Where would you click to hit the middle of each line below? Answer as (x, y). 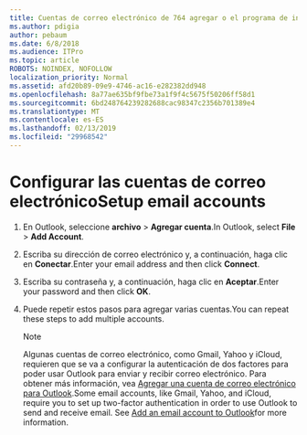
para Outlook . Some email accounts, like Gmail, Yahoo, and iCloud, (147, 393)
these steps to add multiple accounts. (93, 318)
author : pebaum (38, 35)
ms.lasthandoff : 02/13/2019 (63, 129)
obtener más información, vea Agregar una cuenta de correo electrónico (159, 383)
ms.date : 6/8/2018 (44, 43)
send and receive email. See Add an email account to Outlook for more (155, 412)
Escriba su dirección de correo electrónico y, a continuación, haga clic (155, 254)
